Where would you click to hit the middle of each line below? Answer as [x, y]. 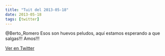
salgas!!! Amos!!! [22, 38]
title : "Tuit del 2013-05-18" [37, 10]
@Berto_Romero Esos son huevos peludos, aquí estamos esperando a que [83, 33]
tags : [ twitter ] [22, 19]
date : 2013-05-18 [23, 14]
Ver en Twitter [20, 48]
